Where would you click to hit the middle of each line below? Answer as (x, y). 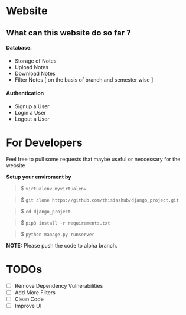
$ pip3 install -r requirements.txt (65, 222)
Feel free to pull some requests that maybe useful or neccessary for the (93, 159)
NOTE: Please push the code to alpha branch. (62, 245)
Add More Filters (35, 292)
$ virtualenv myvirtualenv (53, 188)
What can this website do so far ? (68, 33)
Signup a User (32, 106)
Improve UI (28, 306)
